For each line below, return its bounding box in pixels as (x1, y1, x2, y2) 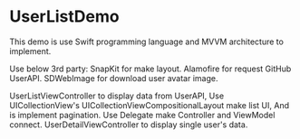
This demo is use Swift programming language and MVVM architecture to (9, 36, 284, 47)
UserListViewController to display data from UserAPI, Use (9, 90, 225, 101)
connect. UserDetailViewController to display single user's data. (9, 119, 248, 130)
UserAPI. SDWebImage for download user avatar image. (9, 72, 218, 83)
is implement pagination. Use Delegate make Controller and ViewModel (9, 109, 276, 120)
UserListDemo (9, 6, 120, 27)
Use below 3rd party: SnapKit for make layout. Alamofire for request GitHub (9, 63, 292, 74)
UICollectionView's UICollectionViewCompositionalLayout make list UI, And (9, 99, 290, 110)
